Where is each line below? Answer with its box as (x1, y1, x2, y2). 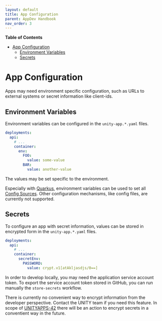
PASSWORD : (23, 261, 43, 266)
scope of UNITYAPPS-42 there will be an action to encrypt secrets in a (5, 305, 149, 311)
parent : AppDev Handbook (5, 16, 56, 21)
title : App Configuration (5, 12, 58, 17)
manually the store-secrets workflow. (5, 285, 82, 291)
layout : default (5, 7, 38, 12)
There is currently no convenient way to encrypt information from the (5, 294, 146, 300)
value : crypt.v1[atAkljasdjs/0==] (27, 265, 98, 270)
